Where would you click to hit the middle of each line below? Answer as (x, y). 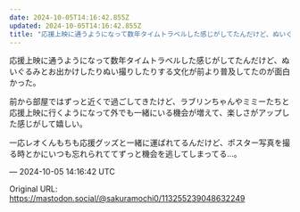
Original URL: (33, 189)
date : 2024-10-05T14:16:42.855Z (69, 17)
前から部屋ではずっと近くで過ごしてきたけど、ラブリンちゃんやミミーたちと (150, 102)
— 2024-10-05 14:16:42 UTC (62, 172)
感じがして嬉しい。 (52, 124)
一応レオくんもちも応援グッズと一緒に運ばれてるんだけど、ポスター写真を (146, 143)
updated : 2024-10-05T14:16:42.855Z (75, 26)
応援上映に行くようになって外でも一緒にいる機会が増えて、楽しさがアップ (146, 113)
